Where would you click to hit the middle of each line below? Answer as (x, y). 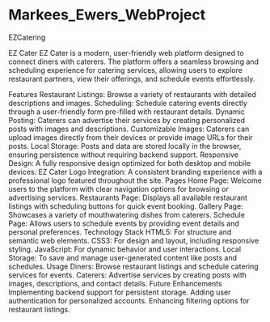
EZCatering (27, 37)
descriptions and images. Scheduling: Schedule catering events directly (128, 103)
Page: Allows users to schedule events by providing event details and (124, 223)
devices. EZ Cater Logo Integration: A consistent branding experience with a (135, 172)
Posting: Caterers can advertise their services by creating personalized (127, 120)
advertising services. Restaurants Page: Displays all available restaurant (128, 197)
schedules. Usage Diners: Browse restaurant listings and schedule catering (133, 266)
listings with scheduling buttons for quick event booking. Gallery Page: (126, 206)
